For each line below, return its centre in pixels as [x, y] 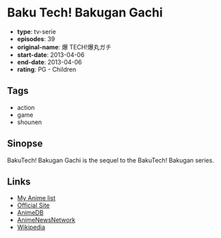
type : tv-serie [36, 32]
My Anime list [36, 198]
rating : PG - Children [47, 69]
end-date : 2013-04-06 [49, 62]
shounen [29, 122]
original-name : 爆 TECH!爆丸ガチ [64, 47]
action [26, 107]
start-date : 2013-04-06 [51, 55]
